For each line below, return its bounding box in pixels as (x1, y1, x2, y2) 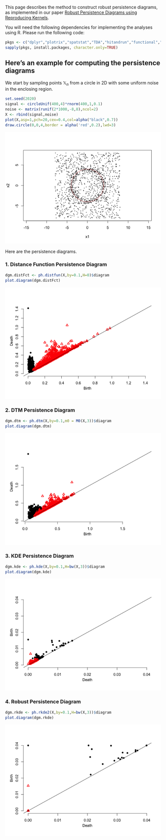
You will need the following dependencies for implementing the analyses (5, 24, 153, 30)
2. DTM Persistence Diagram (5, 406, 76, 413)
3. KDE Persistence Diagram (5, 552, 74, 559)
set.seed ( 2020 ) (5, 96, 37, 101)
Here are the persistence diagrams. (5, 248, 78, 255)
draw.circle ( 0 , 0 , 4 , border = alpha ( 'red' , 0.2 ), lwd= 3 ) (5, 123, 116, 128)
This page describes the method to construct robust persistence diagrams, (5, 4, 158, 10)
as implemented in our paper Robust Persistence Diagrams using (5, 9, 137, 15)
